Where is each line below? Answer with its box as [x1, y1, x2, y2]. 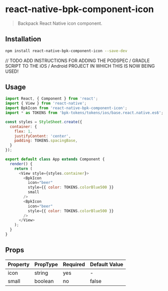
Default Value [90, 261, 124, 268]
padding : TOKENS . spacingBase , [14, 138, 78, 143]
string [34, 269, 48, 276]
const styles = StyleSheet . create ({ [5, 119, 82, 124]
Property [8, 261, 30, 268]
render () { [10, 161, 33, 166]
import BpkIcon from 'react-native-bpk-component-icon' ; [5, 106, 128, 111]
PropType [34, 261, 58, 268]
